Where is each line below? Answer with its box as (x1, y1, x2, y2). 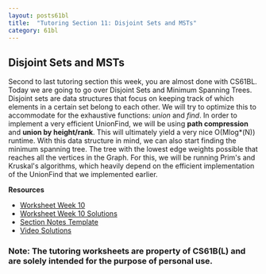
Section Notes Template (19, 218, 99, 227)
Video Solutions (19, 226, 71, 235)
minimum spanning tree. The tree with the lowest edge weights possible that (8, 145, 258, 154)
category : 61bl (8, 26, 59, 34)
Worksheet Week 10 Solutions (19, 209, 118, 218)
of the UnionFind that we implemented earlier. (8, 170, 158, 179)
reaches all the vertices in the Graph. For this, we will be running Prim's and (8, 152, 256, 163)
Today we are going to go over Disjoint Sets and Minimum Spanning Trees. (8, 85, 253, 95)
